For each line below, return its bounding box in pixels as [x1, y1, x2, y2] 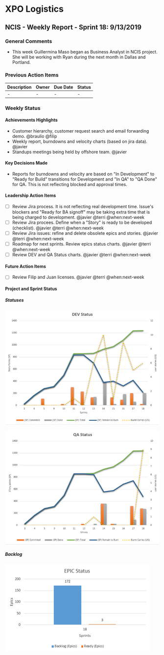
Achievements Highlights [5, 117, 58, 123]
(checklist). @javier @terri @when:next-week [12, 225, 104, 231]
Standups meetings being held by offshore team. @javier [12, 149, 127, 155]
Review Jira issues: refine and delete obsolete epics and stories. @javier [12, 230, 158, 236]
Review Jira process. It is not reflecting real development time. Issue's [12, 203, 154, 209]
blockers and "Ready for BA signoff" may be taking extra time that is [12, 209, 150, 215]
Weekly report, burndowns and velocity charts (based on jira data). [12, 138, 148, 144]
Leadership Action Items [5, 192, 56, 198]
